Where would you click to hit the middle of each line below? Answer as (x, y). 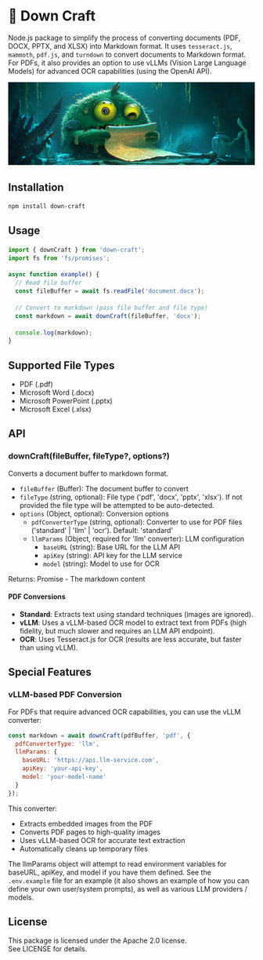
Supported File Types (61, 365)
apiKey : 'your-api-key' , (63, 768)
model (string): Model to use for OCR (101, 564)
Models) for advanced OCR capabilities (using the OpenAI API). (110, 71)
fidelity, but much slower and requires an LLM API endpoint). (117, 630)
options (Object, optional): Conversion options (94, 513)
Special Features (50, 672)
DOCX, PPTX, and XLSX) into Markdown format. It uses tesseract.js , (120, 46)
